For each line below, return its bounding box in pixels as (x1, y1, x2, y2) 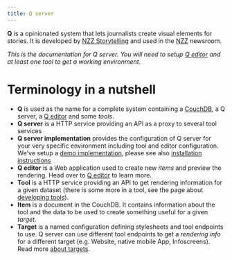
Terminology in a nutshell (7, 81, 156, 97)
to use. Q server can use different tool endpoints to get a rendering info (17, 229, 221, 238)
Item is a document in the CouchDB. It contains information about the (17, 200, 216, 209)
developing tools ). (17, 193, 69, 201)
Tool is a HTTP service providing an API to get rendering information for (17, 178, 223, 187)
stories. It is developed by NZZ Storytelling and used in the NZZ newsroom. (7, 36, 222, 45)
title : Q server (7, 10, 54, 17)
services (17, 126, 42, 135)
